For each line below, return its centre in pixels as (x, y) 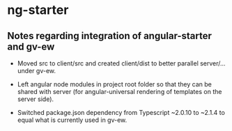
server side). (36, 99)
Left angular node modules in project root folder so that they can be (115, 84)
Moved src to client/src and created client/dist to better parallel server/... (121, 63)
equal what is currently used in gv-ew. (72, 120)
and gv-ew (31, 46)
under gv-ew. (36, 71)
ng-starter (38, 10)
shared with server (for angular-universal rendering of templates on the (119, 92)
